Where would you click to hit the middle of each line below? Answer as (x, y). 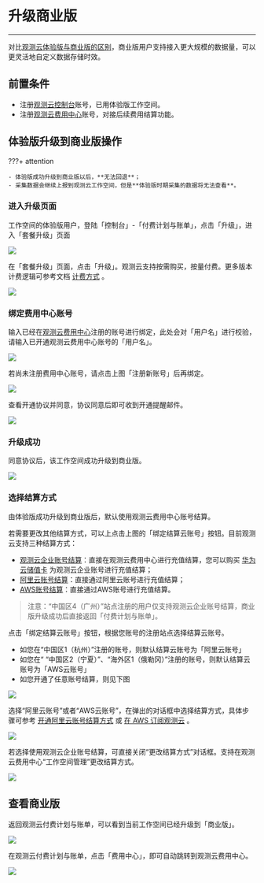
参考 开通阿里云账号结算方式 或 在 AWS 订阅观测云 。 (108, 720)
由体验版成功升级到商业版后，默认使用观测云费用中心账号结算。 (111, 516)
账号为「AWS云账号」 (55, 669)
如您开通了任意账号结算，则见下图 (75, 679)
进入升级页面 (33, 206)
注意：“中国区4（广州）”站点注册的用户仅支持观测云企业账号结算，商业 (141, 606)
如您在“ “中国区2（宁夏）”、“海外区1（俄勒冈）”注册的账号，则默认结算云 (135, 659)
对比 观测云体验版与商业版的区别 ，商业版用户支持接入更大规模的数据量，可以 (132, 46)
